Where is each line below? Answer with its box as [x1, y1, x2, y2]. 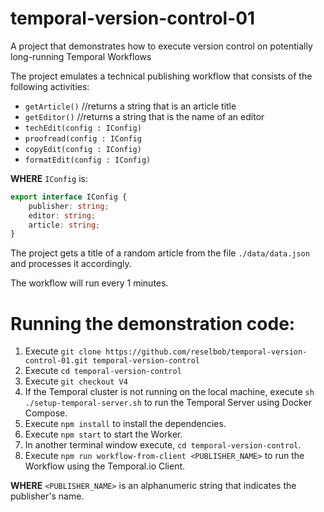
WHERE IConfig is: [10, 172, 89, 184]
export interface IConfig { [10, 192, 128, 202]
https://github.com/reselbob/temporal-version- [105, 347, 308, 357]
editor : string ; [28, 210, 97, 221]
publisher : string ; [28, 201, 110, 211]
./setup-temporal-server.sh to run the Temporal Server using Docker [24, 397, 312, 409]
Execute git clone [24, 345, 102, 357]
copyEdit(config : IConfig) [24, 144, 142, 154]
